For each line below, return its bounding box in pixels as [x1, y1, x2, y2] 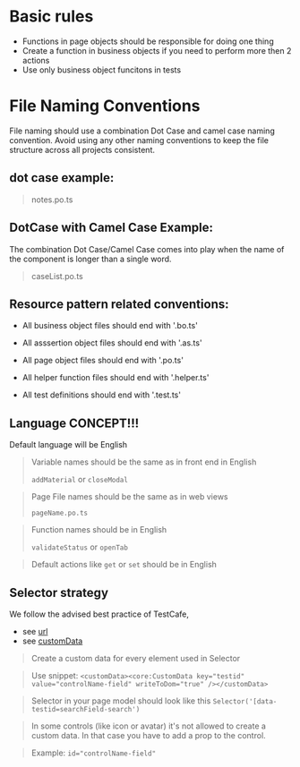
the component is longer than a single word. [9, 253, 172, 264]
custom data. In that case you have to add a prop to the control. [30, 729, 266, 740]
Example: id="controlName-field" [30, 747, 157, 758]
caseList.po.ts [30, 270, 83, 281]
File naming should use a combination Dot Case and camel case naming [9, 125, 275, 136]
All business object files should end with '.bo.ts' [21, 320, 199, 331]
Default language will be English [9, 439, 128, 450]
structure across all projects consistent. [9, 144, 155, 155]
